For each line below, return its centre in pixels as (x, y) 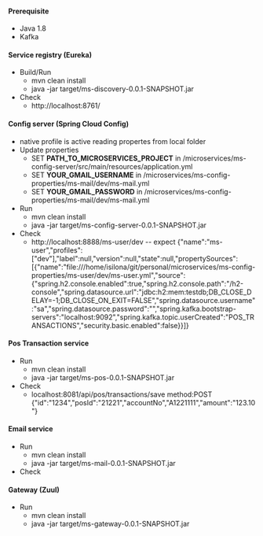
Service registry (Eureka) (50, 54)
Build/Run (35, 72)
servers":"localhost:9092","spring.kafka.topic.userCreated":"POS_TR (143, 317)
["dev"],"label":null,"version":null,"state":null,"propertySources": (135, 258)
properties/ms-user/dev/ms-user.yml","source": (108, 275)
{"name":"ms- (200, 242)
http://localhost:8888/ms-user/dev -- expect (103, 242)
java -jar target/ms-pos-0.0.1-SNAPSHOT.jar (103, 377)
